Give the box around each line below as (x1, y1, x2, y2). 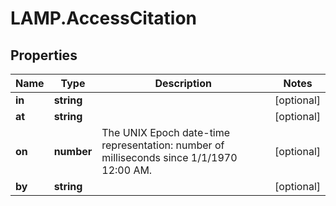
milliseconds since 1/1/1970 (101, 151, 238, 164)
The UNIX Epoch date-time (101, 126, 231, 139)
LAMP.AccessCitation (10, 7, 198, 30)
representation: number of (101, 138, 225, 152)
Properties (10, 47, 78, 64)
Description (154, 77, 212, 90)
